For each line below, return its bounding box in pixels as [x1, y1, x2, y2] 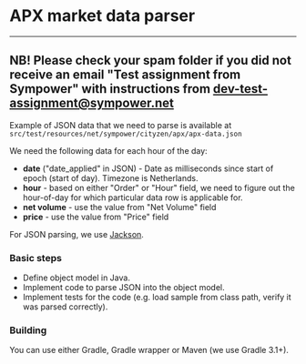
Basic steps [9, 251, 62, 264]
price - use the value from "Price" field [22, 211, 169, 222]
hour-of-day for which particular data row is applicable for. [22, 192, 243, 203]
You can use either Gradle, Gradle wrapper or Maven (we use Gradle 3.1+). [9, 345, 290, 356]
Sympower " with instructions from [9, 81, 211, 96]
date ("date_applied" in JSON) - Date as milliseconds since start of [22, 163, 274, 174]
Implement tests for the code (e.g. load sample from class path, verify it [22, 292, 291, 303]
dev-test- [212, 81, 269, 96]
